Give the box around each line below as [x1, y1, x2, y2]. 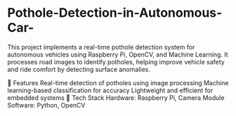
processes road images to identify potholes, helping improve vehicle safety [7, 57, 225, 66]
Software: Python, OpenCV [7, 101, 86, 109]
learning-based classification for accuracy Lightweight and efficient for [7, 86, 214, 94]
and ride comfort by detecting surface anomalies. [7, 65, 151, 73]
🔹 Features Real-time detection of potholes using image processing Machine [7, 78, 229, 87]
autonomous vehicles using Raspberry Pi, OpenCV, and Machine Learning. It [7, 50, 228, 59]
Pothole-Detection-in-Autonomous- [7, 5, 223, 21]
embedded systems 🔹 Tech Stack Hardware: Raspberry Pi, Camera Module [7, 93, 225, 102]
